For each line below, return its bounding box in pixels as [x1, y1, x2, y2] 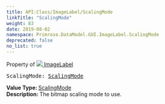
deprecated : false [6, 37, 53, 43]
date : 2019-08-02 [6, 26, 51, 32]
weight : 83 [6, 20, 34, 26]
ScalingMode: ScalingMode [6, 72, 84, 80]
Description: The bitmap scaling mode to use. [6, 90, 122, 98]
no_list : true [6, 43, 43, 50]
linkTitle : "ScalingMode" [6, 15, 72, 21]
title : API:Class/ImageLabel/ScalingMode [6, 9, 113, 15]
